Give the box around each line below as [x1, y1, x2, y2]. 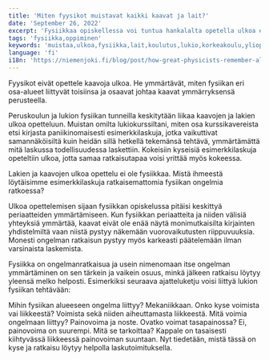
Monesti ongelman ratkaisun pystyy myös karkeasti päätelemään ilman [8, 235, 242, 245]
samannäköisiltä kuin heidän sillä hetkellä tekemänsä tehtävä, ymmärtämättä [8, 136, 260, 146]
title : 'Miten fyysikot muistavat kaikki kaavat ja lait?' [8, 11, 210, 20]
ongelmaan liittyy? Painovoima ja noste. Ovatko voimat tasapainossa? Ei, [8, 317, 247, 326]
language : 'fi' [8, 49, 59, 57]
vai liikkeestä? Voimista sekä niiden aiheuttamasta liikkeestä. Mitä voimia [8, 309, 247, 318]
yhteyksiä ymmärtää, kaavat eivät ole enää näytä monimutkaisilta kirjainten [8, 218, 255, 228]
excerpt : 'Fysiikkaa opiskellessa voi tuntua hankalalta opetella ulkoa [8, 26, 256, 34]
